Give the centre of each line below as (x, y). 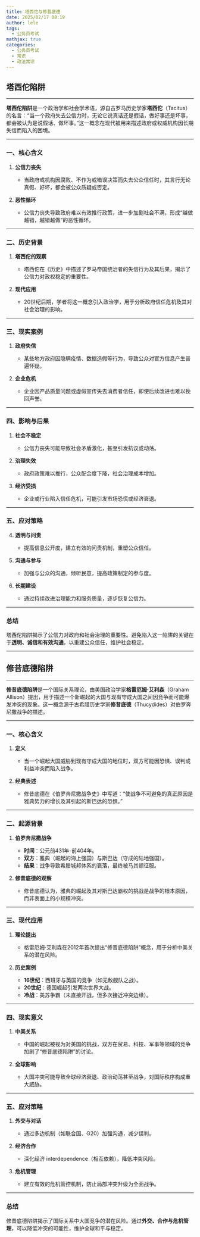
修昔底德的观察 (33, 878)
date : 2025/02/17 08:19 (36, 17)
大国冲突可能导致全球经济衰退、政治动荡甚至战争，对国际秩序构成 (104, 1077)
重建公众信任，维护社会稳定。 (110, 642)
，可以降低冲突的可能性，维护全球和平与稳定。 (69, 1228)
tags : (13, 28)
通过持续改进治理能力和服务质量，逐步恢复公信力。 (86, 598)
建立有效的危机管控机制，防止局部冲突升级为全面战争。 (91, 1184)
